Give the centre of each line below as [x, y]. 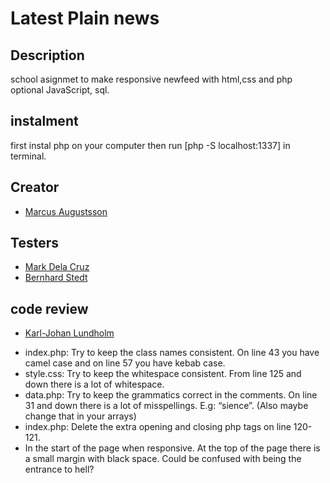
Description [47, 55]
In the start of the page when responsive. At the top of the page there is [172, 448]
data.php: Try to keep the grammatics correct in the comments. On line [171, 395]
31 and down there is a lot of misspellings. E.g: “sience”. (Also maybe [166, 406]
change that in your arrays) [80, 416]
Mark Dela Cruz [57, 267]
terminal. [28, 156]
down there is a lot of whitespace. [94, 384]
